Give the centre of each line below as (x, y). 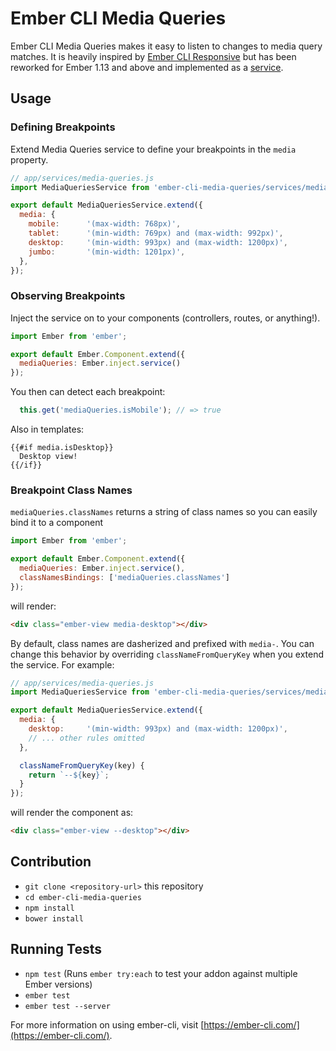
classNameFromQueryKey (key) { (82, 765)
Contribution (51, 862)
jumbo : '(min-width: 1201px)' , (107, 252)
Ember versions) (58, 984)
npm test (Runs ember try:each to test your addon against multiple (161, 973)
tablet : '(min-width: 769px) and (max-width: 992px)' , (156, 233)
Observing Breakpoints (68, 296)
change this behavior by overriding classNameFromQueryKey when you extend (167, 654)
